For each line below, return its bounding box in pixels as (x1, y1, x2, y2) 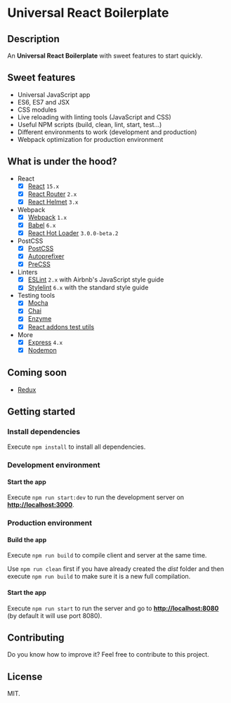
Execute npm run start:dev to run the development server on (7, 493, 185, 501)
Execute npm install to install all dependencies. (7, 442, 146, 451)
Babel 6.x (27, 221, 56, 229)
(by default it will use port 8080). (7, 611, 103, 619)
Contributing (7, 632, 65, 644)
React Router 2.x (27, 190, 77, 198)
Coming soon (7, 367, 67, 379)
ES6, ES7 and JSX (17, 98, 70, 106)
